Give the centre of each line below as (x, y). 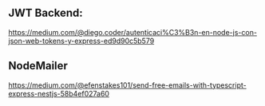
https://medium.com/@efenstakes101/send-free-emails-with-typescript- (127, 85)
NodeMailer (38, 66)
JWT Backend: (46, 13)
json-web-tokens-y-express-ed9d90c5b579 (81, 41)
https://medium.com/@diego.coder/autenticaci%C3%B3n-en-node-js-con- (133, 32)
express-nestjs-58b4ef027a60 (59, 93)
